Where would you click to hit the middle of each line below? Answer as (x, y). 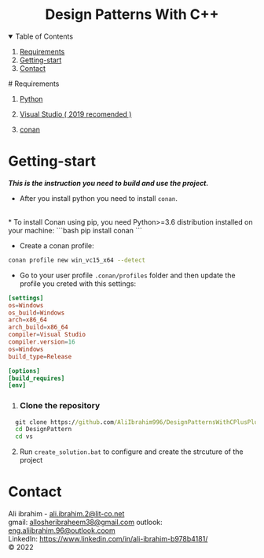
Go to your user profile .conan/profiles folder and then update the (127, 275)
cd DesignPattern (44, 430)
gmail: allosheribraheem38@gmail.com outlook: (85, 523)
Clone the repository (60, 406)
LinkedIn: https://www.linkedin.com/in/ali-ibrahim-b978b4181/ (108, 539)
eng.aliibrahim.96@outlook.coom (62, 530)
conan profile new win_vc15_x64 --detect (77, 260)
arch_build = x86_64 (38, 327)
